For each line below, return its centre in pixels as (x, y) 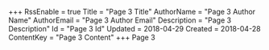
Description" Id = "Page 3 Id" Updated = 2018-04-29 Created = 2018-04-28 (134, 29)
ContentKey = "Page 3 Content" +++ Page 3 (82, 37)
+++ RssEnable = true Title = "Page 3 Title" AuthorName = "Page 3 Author (132, 12)
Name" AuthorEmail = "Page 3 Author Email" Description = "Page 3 (120, 20)
